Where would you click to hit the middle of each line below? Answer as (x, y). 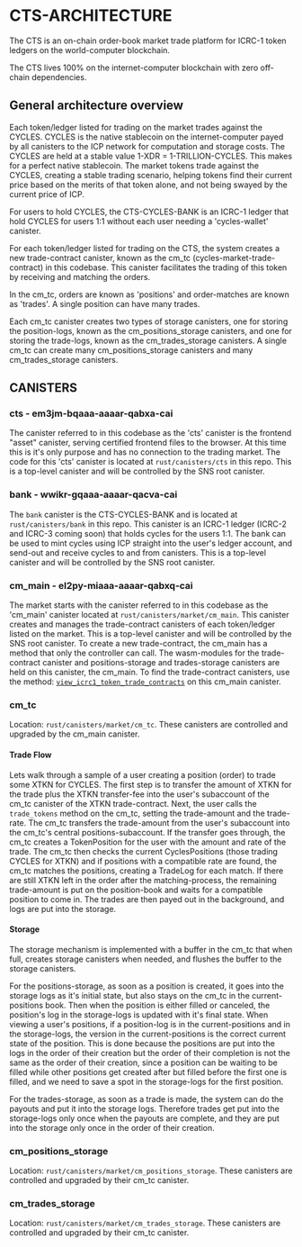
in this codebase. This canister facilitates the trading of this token (166, 267)
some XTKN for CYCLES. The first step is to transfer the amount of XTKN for (151, 784)
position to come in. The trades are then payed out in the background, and (147, 899)
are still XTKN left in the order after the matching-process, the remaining (143, 880)
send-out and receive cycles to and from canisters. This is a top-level (138, 552)
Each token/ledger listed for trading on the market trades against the (136, 127)
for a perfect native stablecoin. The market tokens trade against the (134, 165)
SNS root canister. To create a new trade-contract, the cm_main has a (138, 644)
